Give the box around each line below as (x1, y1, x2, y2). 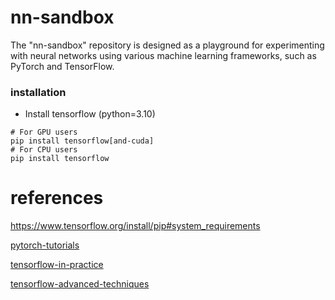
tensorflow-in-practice (10, 259, 104, 271)
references (10, 187, 104, 210)
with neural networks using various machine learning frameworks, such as (10, 49, 317, 61)
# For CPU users (10, 145, 78, 155)
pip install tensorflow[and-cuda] (10, 136, 155, 146)
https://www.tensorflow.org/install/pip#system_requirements (10, 220, 261, 232)
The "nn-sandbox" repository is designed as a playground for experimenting (10, 39, 325, 51)
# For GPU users (10, 127, 78, 138)
